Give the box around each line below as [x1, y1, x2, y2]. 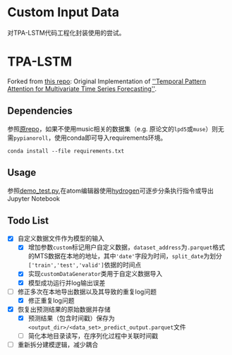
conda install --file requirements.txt [7, 148, 125, 155]
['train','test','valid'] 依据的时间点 [28, 260, 142, 269]
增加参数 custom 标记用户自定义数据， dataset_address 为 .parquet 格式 [28, 243, 226, 251]
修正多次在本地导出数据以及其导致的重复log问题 [17, 287, 157, 296]
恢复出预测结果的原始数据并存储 [17, 305, 111, 313]
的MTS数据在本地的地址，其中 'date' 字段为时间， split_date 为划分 [28, 252, 222, 260]
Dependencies [7, 105, 73, 117]
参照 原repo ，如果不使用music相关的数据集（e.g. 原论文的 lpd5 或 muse [7, 124, 206, 133]
